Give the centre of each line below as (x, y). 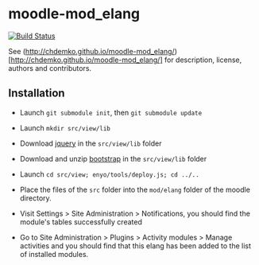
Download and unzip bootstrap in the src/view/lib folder (113, 158)
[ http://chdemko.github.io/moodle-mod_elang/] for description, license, (125, 60)
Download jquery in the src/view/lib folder (91, 143)
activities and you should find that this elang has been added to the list (135, 246)
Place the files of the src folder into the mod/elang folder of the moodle (135, 189)
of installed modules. (54, 254)
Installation (37, 94)
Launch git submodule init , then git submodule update (111, 112)
